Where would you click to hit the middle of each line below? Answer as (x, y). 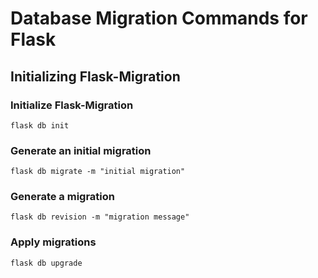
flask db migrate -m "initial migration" (98, 172)
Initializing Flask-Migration (95, 76)
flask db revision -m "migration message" (100, 217)
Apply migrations (53, 242)
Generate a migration (62, 197)
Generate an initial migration (81, 150)
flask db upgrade (46, 263)
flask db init (40, 125)
